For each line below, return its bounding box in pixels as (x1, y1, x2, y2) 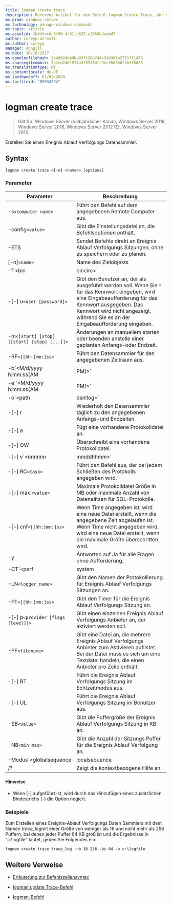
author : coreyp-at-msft (5, 36, 56, 42)
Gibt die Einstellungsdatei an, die (76, 222, 155, 230)
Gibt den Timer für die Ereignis (76, 595, 150, 602)
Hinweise (5, 779, 26, 785)
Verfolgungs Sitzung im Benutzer (76, 699, 156, 706)
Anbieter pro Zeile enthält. (76, 663, 139, 670)
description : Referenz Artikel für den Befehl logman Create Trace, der (5, 12, 164, 17)
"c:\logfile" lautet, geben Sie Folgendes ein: (5, 837, 97, 843)
